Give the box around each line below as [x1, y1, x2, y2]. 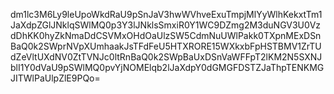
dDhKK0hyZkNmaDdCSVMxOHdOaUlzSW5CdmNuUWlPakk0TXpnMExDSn [10, 30, 322, 41]
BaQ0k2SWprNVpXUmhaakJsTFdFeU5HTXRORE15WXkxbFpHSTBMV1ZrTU [10, 40, 322, 52]
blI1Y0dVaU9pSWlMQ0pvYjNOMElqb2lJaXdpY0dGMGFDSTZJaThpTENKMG [10, 62, 325, 73]
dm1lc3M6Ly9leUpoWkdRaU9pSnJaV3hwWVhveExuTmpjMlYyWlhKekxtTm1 [10, 9, 323, 20]
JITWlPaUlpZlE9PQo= [10, 72, 101, 84]
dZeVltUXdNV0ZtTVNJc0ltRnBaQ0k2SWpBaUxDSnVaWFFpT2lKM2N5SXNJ [10, 51, 323, 63]
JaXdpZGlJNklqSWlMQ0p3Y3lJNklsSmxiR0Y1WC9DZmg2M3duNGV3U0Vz [10, 19, 322, 31]
